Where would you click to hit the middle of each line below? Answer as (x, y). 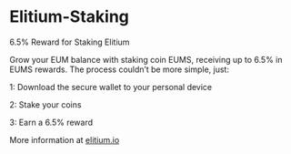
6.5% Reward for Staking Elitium (70, 42)
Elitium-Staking (70, 17)
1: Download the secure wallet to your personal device (111, 87)
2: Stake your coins (45, 104)
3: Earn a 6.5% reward (51, 122)
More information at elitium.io (65, 139)
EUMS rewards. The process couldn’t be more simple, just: (120, 69)
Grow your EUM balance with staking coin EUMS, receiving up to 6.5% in (146, 59)
